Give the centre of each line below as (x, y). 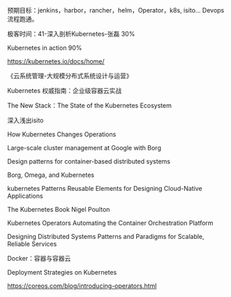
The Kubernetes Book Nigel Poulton (59, 209)
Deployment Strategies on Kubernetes (62, 272)
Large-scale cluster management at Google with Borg (84, 148)
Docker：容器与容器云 (39, 258)
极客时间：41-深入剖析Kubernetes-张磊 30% (71, 34)
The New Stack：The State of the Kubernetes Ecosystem (90, 106)
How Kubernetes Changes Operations (62, 134)
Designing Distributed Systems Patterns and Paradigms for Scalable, (106, 237)
